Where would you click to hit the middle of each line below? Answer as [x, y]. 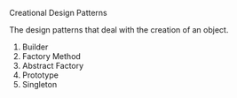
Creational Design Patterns [59, 13]
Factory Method [51, 56]
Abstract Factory [53, 66]
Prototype [40, 75]
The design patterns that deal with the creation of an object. [119, 30]
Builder [35, 47]
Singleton [39, 84]
